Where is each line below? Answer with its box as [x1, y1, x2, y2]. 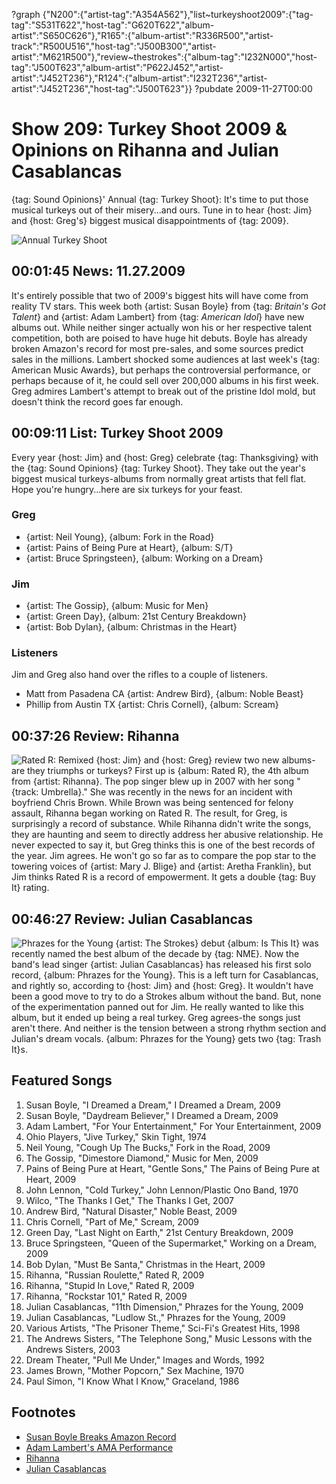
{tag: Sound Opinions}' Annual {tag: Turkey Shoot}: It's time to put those [11, 193, 309, 205]
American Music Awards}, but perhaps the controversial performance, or [11, 364, 311, 376]
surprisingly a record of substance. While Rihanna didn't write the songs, [11, 818, 312, 830]
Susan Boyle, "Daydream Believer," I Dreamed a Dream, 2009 [25, 1109, 279, 1121]
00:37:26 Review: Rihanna [11, 727, 180, 744]
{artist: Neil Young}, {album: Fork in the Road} [25, 530, 215, 543]
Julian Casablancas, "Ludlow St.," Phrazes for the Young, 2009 [25, 1311, 286, 1323]
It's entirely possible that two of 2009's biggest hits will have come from [11, 289, 309, 301]
